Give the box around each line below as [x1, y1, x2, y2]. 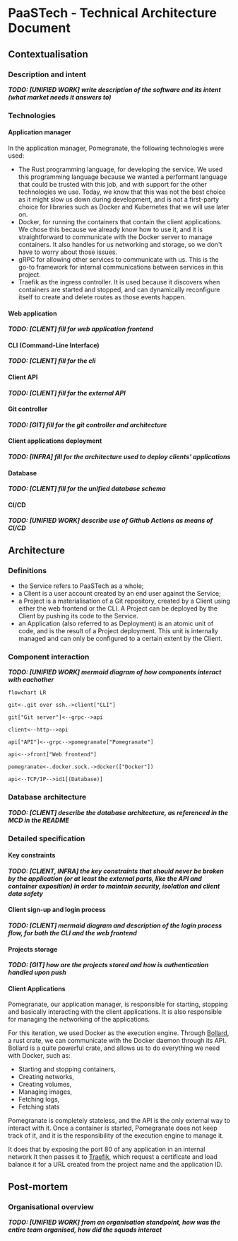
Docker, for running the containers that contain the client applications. [18, 218, 222, 226]
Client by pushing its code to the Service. [18, 612, 138, 620]
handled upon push [8, 968, 66, 977]
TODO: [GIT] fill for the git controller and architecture [8, 420, 167, 429]
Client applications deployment [8, 437, 102, 445]
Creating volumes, [18, 1080, 72, 1089]
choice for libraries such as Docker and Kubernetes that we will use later [18, 203, 230, 211]
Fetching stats [18, 1102, 60, 1112]
